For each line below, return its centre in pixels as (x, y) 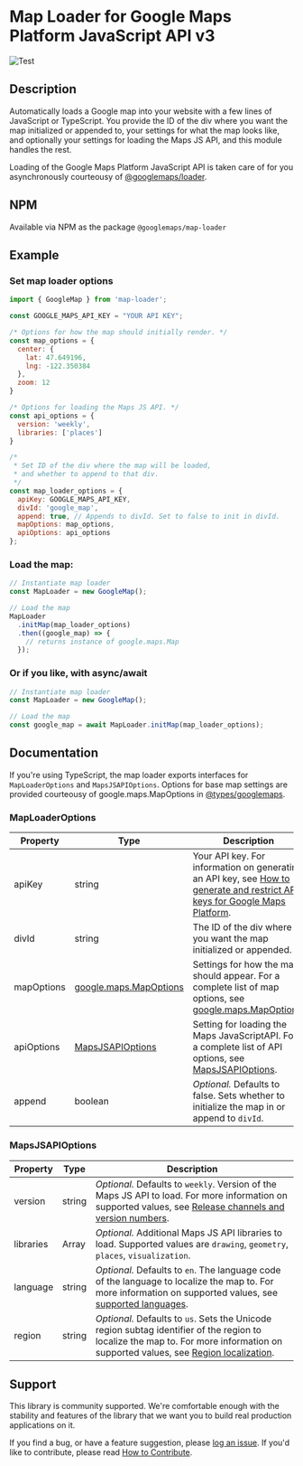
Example (34, 255)
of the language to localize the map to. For (184, 1281)
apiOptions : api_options (64, 533)
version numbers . (132, 1217)
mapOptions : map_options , (66, 525)
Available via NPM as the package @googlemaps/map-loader (118, 227)
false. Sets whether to (239, 1095)
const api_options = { (52, 416)
